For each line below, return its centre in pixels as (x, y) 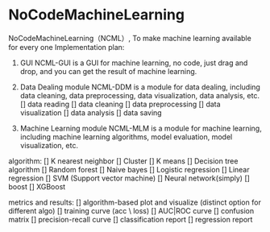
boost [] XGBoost (37, 186)
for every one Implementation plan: (66, 47)
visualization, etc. (49, 145)
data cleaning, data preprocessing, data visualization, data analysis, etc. (140, 95)
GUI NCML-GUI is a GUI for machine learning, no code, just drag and (134, 63)
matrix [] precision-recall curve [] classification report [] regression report (131, 219)
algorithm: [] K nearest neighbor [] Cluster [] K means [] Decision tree (123, 161)
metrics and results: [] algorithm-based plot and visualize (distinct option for (135, 202)
